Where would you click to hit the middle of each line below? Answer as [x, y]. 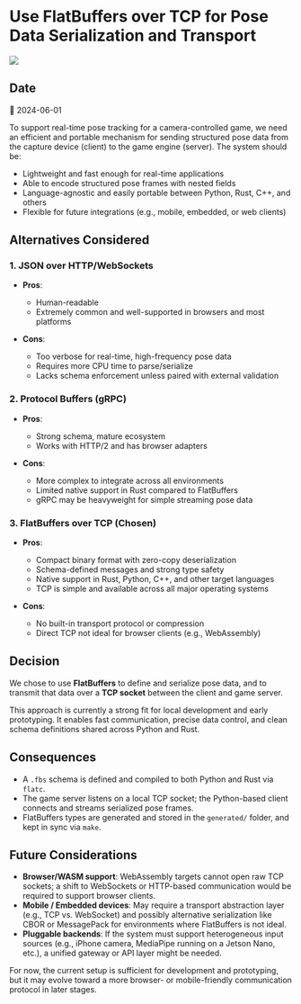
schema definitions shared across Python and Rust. [105, 729]
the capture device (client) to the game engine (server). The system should [148, 147]
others [34, 202]
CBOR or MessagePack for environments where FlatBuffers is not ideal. [155, 925]
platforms [53, 322]
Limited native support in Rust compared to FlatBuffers [137, 490]
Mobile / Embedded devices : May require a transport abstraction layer [153, 905]
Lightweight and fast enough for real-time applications [123, 174]
